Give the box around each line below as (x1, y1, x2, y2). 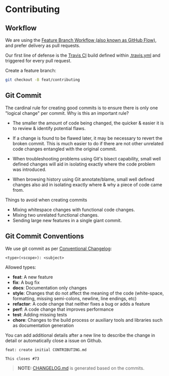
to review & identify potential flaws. (12, 125, 86, 131)
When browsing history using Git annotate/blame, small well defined (12, 176, 155, 182)
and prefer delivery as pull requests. (5, 43, 81, 49)
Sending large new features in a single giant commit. (12, 217, 122, 223)
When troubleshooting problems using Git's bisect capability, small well (12, 155, 161, 161)
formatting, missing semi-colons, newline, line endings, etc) (12, 295, 137, 302)
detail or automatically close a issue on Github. (5, 338, 102, 344)
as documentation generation (12, 322, 74, 328)
